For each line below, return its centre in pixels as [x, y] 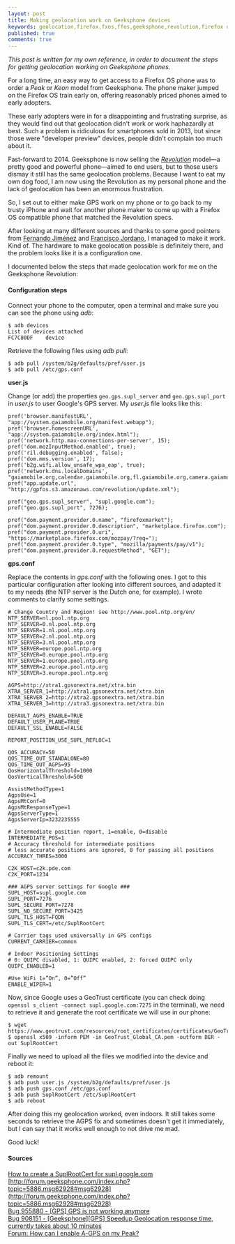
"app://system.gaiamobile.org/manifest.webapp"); [82, 423]
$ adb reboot [27, 1101]
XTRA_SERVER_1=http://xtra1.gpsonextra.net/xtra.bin [86, 691]
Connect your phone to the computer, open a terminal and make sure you [113, 306]
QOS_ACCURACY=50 [31, 753]
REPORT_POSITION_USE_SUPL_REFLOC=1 [60, 740]
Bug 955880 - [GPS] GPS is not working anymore [79, 1211]
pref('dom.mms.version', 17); [52, 459]
